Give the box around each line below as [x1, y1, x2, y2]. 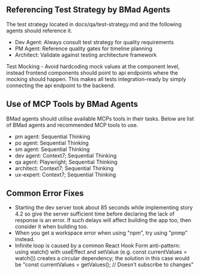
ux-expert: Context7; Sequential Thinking [14, 171, 116, 178]
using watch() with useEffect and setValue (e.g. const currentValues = [14, 248, 187, 255]
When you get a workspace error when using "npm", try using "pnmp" [14, 229, 188, 236]
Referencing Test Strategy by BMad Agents [6, 5, 171, 15]
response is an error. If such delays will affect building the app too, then [14, 217, 192, 224]
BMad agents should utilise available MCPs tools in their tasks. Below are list [6, 115, 194, 122]
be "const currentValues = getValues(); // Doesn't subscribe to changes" [14, 261, 194, 268]
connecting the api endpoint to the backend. [6, 82, 115, 89]
